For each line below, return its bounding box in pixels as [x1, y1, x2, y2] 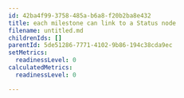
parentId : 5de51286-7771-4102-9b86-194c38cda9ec [8, 41, 173, 49]
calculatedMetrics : [8, 64, 73, 72]
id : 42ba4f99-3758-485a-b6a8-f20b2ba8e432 [8, 11, 151, 20]
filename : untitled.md [8, 26, 84, 34]
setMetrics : [8, 49, 48, 57]
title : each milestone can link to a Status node [8, 19, 177, 27]
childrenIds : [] [8, 33, 62, 42]
